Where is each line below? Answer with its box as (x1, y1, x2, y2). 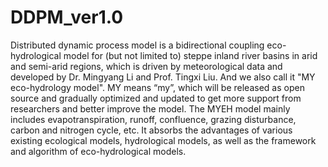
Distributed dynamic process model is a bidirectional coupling (10, 39, 265, 51)
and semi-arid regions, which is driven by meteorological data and (10, 60, 283, 72)
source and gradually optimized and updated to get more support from (10, 92, 302, 104)
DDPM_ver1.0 (10, 6, 124, 29)
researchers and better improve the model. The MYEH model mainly (10, 102, 291, 115)
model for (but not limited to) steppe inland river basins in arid (63, 49, 318, 61)
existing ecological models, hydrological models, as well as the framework (10, 134, 317, 146)
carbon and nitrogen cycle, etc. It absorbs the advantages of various (10, 124, 293, 136)
